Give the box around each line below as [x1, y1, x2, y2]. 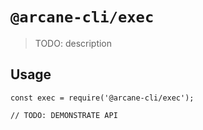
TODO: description [34, 37, 113, 49]
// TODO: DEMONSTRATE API [10, 110, 118, 120]
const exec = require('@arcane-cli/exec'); [10, 93, 195, 103]
